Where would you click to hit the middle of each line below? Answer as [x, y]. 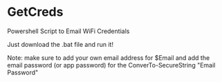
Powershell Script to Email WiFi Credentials [68, 31]
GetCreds [35, 12]
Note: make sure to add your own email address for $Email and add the [109, 58]
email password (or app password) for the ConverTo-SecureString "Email [111, 65]
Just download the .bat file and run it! [61, 44]
